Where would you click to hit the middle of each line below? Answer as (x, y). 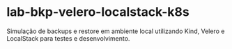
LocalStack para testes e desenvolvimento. (68, 38)
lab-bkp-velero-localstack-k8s (98, 12)
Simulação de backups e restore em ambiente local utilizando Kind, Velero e (116, 31)
